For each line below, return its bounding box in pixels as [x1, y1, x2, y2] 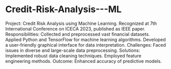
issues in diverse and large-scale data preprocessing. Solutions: [5, 47, 140, 53]
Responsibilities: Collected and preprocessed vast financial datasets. [5, 31, 150, 37]
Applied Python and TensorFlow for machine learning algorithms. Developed [5, 37, 166, 43]
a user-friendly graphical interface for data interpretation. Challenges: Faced [5, 42, 166, 48]
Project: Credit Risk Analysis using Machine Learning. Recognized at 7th [5, 20, 157, 26]
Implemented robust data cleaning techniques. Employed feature [5, 52, 141, 59]
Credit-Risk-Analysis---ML [5, 4, 122, 15]
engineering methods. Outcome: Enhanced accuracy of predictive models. [5, 58, 162, 64]
